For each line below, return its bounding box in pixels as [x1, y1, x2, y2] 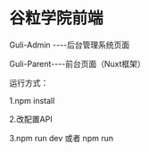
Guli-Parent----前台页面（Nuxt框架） [9, 58, 145, 69]
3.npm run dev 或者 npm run [9, 132, 114, 143]
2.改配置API [9, 114, 53, 124]
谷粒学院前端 [9, 8, 104, 29]
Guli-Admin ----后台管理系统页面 [9, 39, 130, 50]
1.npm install [9, 95, 55, 106]
